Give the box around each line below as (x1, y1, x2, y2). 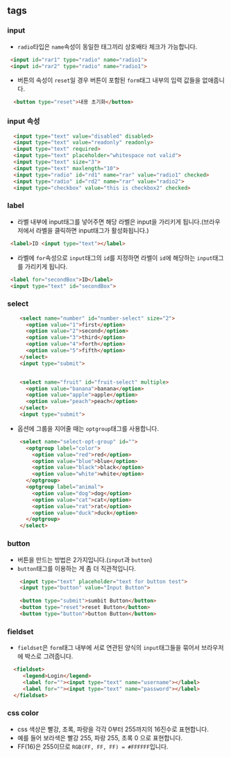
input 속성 (7, 117, 40, 127)
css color (7, 708, 40, 718)
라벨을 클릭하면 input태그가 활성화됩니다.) (35, 226, 149, 234)
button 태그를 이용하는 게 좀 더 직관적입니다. (17, 564, 137, 572)
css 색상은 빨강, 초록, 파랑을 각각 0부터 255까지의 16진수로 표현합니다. (17, 725, 209, 733)
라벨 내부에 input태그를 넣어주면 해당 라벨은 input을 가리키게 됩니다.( (17, 218, 204, 226)
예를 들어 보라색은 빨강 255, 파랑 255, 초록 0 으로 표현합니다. (17, 733, 183, 742)
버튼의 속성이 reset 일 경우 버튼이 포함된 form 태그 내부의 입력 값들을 (17, 76, 201, 85)
